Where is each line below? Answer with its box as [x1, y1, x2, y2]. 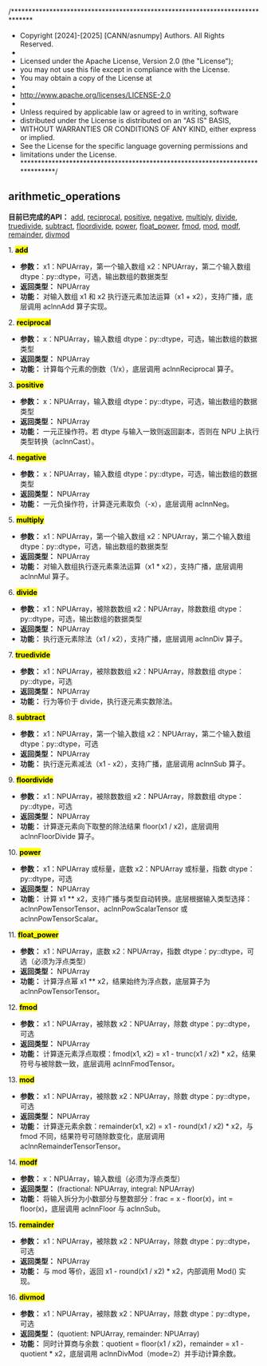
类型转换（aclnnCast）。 [19, 436, 99, 446]
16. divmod [8, 1292, 45, 1302]
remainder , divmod [8, 230, 70, 239]
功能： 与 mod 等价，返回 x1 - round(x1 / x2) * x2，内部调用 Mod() [19, 1266, 238, 1276]
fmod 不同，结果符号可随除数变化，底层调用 [19, 1131, 166, 1140]
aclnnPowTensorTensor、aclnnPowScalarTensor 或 [19, 904, 188, 913]
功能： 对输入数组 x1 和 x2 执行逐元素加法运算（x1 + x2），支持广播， [19, 291, 246, 301]
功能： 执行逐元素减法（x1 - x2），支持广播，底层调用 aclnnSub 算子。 [19, 759, 250, 769]
